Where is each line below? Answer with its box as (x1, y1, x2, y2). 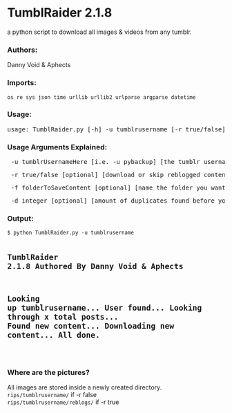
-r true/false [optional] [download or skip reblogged (10, 171, 200, 179)
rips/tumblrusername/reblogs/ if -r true (7, 398, 119, 406)
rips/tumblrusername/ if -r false (7, 391, 97, 399)
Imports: (7, 78, 37, 88)
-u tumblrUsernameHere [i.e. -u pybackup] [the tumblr (10, 158, 200, 166)
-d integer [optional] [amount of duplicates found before (10, 197, 215, 205)
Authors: (7, 45, 38, 55)
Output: (7, 214, 34, 223)
